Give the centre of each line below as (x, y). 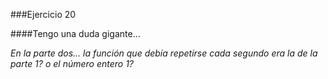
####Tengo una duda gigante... (75, 33)
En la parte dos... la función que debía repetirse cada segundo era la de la (164, 53)
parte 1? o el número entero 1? (72, 63)
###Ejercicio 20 (43, 14)
